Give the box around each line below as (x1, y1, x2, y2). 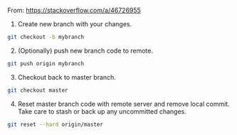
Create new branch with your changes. (17, 20, 132, 28)
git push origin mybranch (7, 60, 84, 67)
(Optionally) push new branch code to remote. (17, 46, 153, 55)
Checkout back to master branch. (17, 72, 116, 81)
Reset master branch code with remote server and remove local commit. (17, 99, 230, 108)
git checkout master (7, 87, 69, 94)
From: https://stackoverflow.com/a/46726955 (7, 6, 141, 14)
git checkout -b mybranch (7, 33, 84, 40)
